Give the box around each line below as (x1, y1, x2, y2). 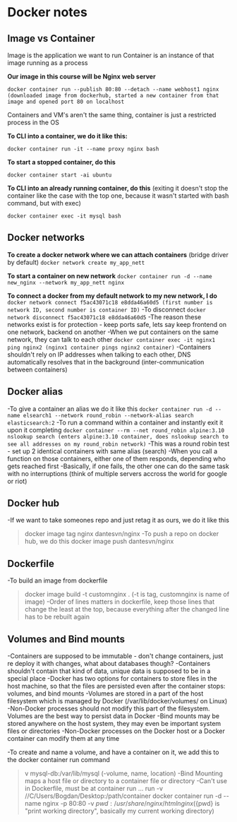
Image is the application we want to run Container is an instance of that (7, 51, 214, 59)
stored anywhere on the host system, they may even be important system (7, 720, 221, 728)
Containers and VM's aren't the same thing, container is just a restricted (7, 111, 217, 119)
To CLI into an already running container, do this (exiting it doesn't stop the (7, 184, 229, 192)
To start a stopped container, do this (7, 158, 116, 166)
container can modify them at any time (7, 734, 120, 743)
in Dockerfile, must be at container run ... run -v (24, 785, 164, 793)
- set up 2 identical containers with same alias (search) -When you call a (7, 446, 218, 455)
